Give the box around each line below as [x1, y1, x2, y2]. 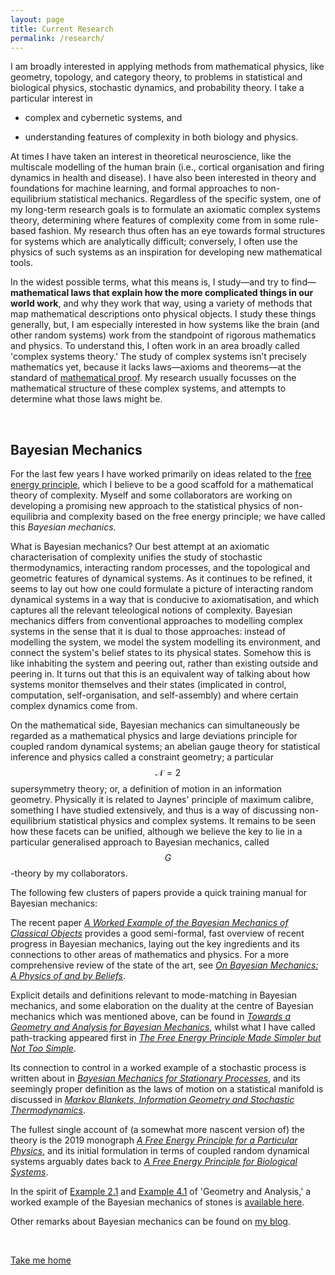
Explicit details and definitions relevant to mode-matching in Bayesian [10, 989, 297, 1001]
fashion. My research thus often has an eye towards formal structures [38, 225, 326, 237]
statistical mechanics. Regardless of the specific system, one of [58, 193, 322, 205]
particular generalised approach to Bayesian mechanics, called [10, 836, 270, 848]
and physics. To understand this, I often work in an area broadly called [10, 340, 300, 352]
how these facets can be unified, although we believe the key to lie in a [10, 826, 303, 838]
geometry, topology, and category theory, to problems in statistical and [10, 71, 303, 83]
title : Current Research [10, 24, 114, 34]
